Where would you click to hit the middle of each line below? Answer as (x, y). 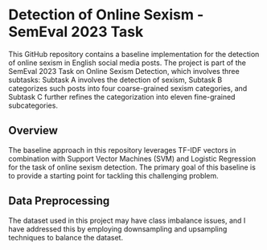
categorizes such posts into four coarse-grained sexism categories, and (128, 88)
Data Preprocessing (59, 201)
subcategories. (33, 105)
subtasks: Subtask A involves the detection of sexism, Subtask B (115, 80)
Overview (33, 131)
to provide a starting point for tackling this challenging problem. (113, 175)
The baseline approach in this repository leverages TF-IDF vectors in (122, 150)
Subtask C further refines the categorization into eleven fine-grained (122, 96)
